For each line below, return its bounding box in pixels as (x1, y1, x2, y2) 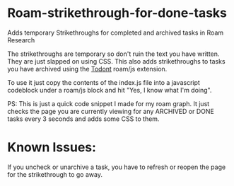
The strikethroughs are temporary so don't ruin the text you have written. (7, 50, 220, 58)
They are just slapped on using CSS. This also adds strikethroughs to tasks (7, 57, 226, 65)
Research (7, 35, 35, 44)
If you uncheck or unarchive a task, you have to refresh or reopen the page (7, 163, 226, 171)
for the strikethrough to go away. (7, 170, 103, 178)
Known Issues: (7, 139, 97, 156)
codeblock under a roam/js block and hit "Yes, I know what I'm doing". (7, 86, 212, 94)
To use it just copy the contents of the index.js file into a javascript (7, 78, 200, 86)
